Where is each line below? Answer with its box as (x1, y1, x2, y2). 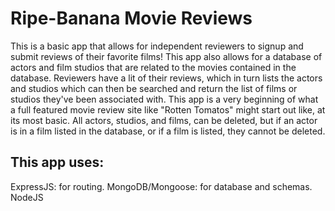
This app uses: (10, 154, 105, 171)
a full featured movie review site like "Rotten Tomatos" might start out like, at (10, 103, 326, 116)
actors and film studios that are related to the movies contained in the (10, 61, 297, 73)
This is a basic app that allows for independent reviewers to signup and (10, 40, 304, 52)
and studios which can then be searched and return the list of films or (10, 82, 298, 94)
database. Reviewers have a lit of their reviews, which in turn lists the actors (10, 72, 323, 84)
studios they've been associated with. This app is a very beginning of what (10, 93, 319, 105)
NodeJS (10, 191, 44, 203)
